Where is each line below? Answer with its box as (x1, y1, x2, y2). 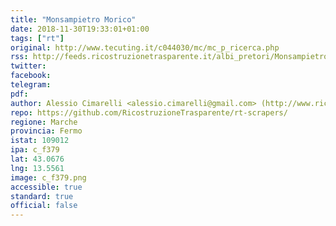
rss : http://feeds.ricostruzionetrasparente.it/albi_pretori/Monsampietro (10, 52, 329, 62)
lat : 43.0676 (10, 154, 65, 164)
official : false (10, 201, 78, 211)
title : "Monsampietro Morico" (10, 14, 137, 25)
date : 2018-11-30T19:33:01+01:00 (10, 24, 150, 34)
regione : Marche (10, 117, 78, 127)
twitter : (10, 61, 47, 71)
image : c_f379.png (10, 172, 87, 183)
